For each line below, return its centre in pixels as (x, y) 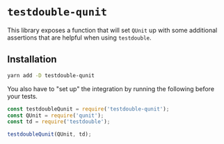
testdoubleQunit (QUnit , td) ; (49, 134)
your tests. (23, 96)
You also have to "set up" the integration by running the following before (111, 88)
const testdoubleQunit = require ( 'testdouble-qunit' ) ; (88, 109)
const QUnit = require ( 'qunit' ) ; (56, 115)
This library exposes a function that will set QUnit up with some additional (112, 30)
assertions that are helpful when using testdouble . (79, 38)
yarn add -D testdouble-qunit (51, 75)
